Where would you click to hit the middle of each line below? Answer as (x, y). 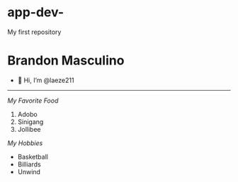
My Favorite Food (33, 101)
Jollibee (29, 129)
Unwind (29, 171)
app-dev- (36, 12)
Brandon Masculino (66, 61)
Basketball (33, 157)
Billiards (29, 164)
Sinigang (30, 122)
